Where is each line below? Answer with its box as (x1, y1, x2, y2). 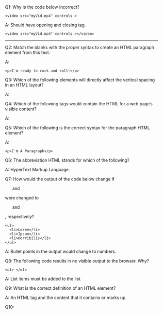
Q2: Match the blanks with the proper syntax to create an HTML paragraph (5, 45, 154, 50)
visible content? (5, 106, 37, 112)
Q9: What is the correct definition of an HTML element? (5, 285, 116, 291)
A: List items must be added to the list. (5, 276, 81, 281)
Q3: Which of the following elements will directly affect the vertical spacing (5, 77, 155, 83)
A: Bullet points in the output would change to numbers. (5, 248, 116, 254)
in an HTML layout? (5, 82, 44, 88)
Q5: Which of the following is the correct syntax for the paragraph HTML (5, 125, 150, 131)
